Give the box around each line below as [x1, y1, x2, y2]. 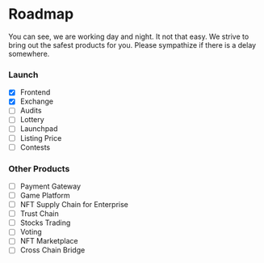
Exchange [19, 96, 54, 106]
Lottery [19, 115, 44, 125]
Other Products [8, 163, 70, 174]
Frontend [19, 87, 51, 97]
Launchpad [19, 124, 58, 134]
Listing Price [19, 133, 62, 142]
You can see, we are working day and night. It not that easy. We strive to [8, 32, 249, 41]
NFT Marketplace [19, 236, 78, 246]
